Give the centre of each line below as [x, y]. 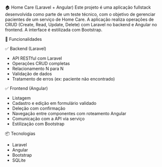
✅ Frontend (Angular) [27, 88]
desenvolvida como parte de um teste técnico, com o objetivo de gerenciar [80, 14]
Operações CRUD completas [41, 63]
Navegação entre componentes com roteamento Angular [69, 113]
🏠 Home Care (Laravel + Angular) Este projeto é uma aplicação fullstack [78, 7]
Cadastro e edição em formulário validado [54, 103]
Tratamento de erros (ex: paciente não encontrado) [63, 79]
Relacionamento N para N [38, 68]
